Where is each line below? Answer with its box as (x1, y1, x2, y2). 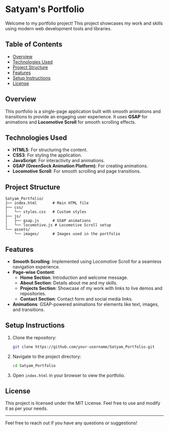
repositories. (20, 291, 46, 297)
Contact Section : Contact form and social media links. (20, 296, 133, 302)
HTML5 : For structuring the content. (12, 147, 88, 153)
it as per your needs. (5, 405, 48, 411)
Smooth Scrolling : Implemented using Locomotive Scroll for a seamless (12, 258, 162, 264)
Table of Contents (5, 40, 63, 49)
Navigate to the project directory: (12, 353, 81, 360)
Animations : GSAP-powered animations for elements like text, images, (12, 301, 159, 307)
